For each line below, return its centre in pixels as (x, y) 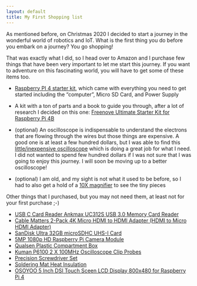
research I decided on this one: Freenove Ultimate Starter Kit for (92, 112)
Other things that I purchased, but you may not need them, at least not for (95, 196)
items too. (18, 77)
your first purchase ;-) (33, 203)
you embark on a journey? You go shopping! (60, 46)
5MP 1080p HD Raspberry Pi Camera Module (69, 239)
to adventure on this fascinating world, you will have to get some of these (95, 70)
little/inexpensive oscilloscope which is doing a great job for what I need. (103, 149)
